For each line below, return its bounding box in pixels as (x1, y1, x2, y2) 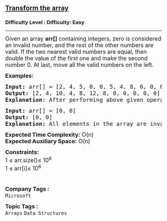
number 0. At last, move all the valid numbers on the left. (5, 61, 154, 68)
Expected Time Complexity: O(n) (5, 131, 94, 138)
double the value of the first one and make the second (5, 54, 148, 62)
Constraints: (5, 148, 39, 156)
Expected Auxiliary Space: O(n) (5, 137, 90, 145)
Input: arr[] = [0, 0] (5, 107, 76, 114)
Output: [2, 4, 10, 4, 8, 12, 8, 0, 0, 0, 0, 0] (5, 89, 161, 97)
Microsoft (5, 193, 31, 199)
